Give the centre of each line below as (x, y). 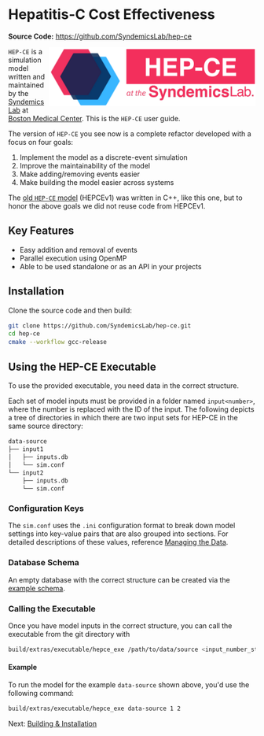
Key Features (41, 231)
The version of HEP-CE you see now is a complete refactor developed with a (130, 133)
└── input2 (26, 473)
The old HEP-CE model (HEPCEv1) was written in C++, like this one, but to (125, 198)
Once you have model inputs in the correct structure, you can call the (120, 625)
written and (27, 76)
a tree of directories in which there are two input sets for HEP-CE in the (123, 418)
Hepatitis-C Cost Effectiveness (112, 15)
